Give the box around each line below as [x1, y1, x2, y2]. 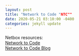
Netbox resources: [5, 35, 43, 41]
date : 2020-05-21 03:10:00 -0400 [5, 16, 75, 21]
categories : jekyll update [5, 21, 61, 26]
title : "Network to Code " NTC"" [5, 12, 72, 17]
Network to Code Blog [5, 45, 51, 51]
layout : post [5, 7, 32, 12]
